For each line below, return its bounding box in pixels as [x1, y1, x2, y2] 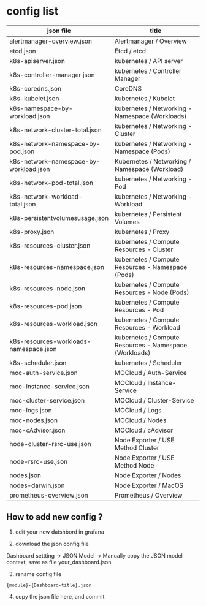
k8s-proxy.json [9, 227, 55, 236]
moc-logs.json [9, 406, 52, 414]
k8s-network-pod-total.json [9, 178, 94, 187]
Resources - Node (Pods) [114, 288, 189, 297]
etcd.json [9, 47, 37, 55]
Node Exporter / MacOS [114, 481, 184, 490]
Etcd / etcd [114, 47, 146, 55]
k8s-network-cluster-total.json [9, 126, 102, 134]
